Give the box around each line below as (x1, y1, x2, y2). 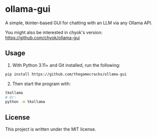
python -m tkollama (5, 99, 45, 104)
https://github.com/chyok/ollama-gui (5, 35, 80, 41)
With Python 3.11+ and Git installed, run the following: (12, 62, 120, 68)
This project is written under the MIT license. (5, 126, 96, 132)
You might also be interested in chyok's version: (5, 29, 103, 35)
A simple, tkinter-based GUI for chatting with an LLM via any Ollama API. (5, 20, 153, 26)
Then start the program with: (12, 81, 71, 87)
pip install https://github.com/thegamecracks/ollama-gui (5, 72, 127, 77)
